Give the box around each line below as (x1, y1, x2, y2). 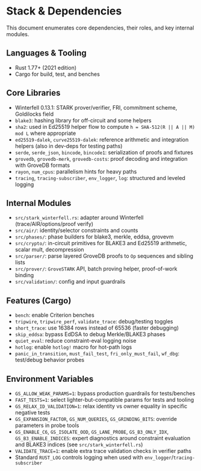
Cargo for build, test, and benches (14, 70, 100, 78)
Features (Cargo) (6, 295, 72, 305)
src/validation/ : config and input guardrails (14, 278, 126, 285)
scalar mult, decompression (14, 246, 84, 254)
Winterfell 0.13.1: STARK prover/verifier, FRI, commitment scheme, (14, 104, 178, 111)
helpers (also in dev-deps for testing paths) (14, 142, 123, 149)
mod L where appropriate (14, 129, 76, 137)
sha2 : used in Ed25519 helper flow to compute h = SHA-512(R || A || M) (14, 123, 196, 130)
